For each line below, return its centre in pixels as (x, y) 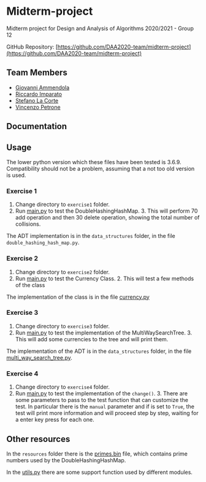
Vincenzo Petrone (38, 107)
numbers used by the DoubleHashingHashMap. (66, 460)
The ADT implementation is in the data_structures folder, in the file (91, 236)
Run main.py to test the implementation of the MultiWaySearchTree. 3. (104, 333)
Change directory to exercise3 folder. (63, 326)
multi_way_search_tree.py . (39, 357)
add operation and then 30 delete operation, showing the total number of (107, 218)
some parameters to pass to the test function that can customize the (102, 400)
